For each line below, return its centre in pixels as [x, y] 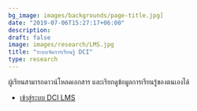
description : [30, 30]
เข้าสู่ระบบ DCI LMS [47, 97]
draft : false [30, 37]
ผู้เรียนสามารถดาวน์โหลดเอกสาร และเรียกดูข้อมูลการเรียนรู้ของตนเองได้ [99, 81]
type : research [33, 60]
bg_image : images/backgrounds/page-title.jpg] [86, 15]
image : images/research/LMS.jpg [61, 45]
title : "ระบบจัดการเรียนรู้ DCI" [50, 52]
